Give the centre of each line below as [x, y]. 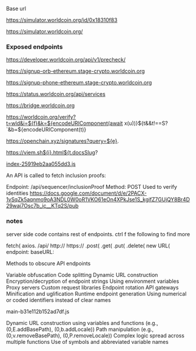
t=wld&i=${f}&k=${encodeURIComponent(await [64, 123]
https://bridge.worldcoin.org [40, 105]
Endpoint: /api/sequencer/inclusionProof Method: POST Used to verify [92, 187]
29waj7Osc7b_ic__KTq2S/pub [42, 206]
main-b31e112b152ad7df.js [38, 311]
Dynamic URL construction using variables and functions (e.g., [82, 323]
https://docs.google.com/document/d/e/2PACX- [88, 193]
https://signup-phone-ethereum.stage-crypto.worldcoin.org [79, 83]
